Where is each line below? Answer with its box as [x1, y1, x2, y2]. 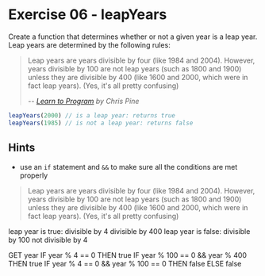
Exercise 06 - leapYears [8, 6, 167, 24]
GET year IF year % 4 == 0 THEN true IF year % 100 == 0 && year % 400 [8, 250, 248, 259]
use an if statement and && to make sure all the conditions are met [19, 162, 238, 171]
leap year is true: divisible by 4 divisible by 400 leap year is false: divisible [8, 226, 251, 236]
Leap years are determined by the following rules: [8, 40, 171, 49]
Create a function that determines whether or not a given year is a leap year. [8, 32, 258, 41]
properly [19, 171, 48, 180]
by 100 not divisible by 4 [8, 235, 88, 244]
